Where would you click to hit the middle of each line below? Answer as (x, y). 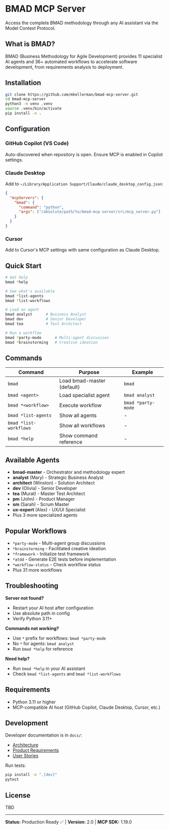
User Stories (25, 756)
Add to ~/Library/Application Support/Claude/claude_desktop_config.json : (84, 184)
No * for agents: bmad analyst (43, 643)
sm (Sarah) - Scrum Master (41, 504)
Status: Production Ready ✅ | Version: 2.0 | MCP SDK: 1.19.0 (68, 822)
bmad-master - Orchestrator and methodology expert (69, 472)
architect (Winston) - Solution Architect (54, 483)
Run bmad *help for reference (43, 649)
